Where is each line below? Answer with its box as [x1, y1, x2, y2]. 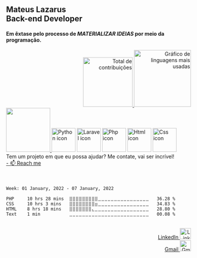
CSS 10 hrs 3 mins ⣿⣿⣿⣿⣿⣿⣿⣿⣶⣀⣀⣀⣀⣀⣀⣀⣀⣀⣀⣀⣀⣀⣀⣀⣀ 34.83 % [6, 201, 176, 207]
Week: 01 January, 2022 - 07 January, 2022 [6, 185, 114, 191]
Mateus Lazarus [6, 5, 66, 15]
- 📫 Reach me [6, 159, 41, 167]
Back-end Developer [6, 14, 83, 24]
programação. [6, 36, 42, 43]
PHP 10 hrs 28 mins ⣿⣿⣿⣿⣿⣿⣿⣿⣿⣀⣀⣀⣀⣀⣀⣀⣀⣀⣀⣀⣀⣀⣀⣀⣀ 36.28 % [6, 196, 176, 202]
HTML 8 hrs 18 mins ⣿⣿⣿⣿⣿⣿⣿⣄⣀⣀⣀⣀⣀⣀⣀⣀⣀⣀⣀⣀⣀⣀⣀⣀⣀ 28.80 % [6, 206, 176, 212]
